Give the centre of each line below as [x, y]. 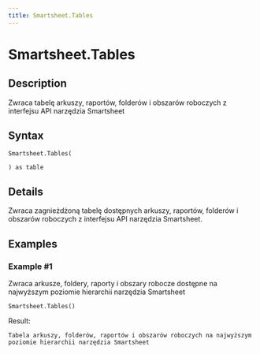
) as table [26, 168]
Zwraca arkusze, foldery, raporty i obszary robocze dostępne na [113, 283]
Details [26, 191]
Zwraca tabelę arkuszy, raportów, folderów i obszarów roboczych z [117, 102]
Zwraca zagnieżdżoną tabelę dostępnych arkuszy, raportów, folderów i [123, 211]
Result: [19, 321]
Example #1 [30, 266]
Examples [33, 244]
